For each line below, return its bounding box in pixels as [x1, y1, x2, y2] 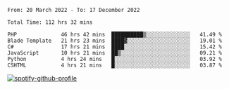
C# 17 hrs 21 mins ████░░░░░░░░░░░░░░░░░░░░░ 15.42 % [7, 43, 222, 50]
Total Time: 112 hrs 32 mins [7, 19, 93, 26]
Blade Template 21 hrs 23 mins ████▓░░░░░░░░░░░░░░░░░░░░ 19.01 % [7, 37, 222, 44]
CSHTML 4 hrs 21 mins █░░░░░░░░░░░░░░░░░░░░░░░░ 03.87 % [7, 62, 222, 69]
